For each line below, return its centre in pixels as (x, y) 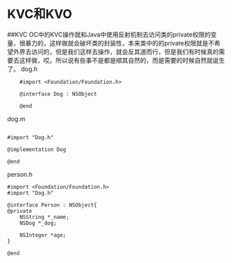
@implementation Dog (37, 149)
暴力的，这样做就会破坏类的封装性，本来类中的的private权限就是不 (120, 43)
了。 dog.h (22, 69)
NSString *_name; (45, 217)
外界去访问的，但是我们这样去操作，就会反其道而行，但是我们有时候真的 (116, 52)
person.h (20, 174)
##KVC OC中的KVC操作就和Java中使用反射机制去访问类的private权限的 (109, 34)
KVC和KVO (40, 14)
